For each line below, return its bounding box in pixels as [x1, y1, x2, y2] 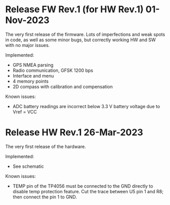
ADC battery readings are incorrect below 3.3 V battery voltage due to [12, 103, 160, 109]
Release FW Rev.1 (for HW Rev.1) [5, 4, 144, 15]
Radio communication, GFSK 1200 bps [12, 67, 93, 73]
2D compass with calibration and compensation [12, 83, 113, 90]
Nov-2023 [5, 14, 50, 26]
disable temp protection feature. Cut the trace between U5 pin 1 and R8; [12, 188, 164, 194]
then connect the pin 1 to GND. [12, 194, 77, 200]
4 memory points [12, 78, 49, 84]
